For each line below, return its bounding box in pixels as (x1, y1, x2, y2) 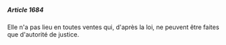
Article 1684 (7, 6, 44, 14)
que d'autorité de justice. (7, 30, 79, 38)
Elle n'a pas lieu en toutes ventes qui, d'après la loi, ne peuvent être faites (7, 23, 220, 31)
